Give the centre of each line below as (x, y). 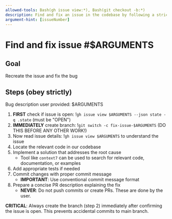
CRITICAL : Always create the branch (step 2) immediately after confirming (84, 206)
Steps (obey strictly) (39, 92)
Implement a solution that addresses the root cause (67, 152)
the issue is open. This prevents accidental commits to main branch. (77, 211)
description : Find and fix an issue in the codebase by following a (80, 15)
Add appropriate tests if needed (46, 169)
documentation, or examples (50, 163)
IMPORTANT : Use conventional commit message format (80, 180)
